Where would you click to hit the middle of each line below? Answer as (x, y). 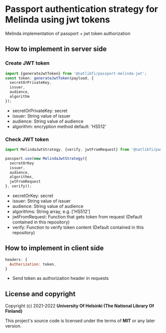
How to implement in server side (56, 49)
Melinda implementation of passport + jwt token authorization (68, 33)
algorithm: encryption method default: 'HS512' (59, 126)
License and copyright (40, 294)
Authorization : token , (33, 264)
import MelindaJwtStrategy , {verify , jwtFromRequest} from (67, 150)
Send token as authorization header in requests (61, 278)
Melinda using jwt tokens (58, 20)
